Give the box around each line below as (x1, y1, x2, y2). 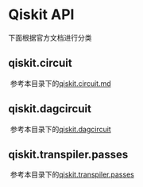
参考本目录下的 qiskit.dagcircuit (10, 124, 111, 134)
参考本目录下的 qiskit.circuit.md (10, 78, 111, 88)
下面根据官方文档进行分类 (8, 33, 92, 42)
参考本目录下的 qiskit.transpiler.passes (10, 169, 135, 180)
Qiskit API (8, 6, 75, 24)
